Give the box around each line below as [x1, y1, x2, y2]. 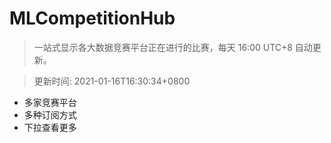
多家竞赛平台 [23, 96, 77, 108]
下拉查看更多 [23, 121, 77, 133]
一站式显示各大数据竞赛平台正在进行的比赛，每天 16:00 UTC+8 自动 [33, 41, 313, 53]
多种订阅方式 [23, 108, 77, 121]
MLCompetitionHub [9, 7, 176, 30]
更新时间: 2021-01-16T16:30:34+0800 [33, 75, 191, 87]
